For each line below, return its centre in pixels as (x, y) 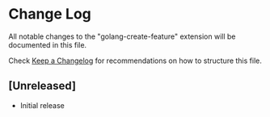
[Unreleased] (42, 86)
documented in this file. (48, 44)
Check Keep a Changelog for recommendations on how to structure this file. (135, 61)
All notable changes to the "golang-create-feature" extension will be (122, 36)
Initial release (42, 105)
